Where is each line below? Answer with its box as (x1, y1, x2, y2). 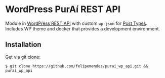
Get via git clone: (5, 54, 40, 60)
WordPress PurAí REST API (5, 4, 120, 15)
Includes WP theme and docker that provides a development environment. (5, 25, 160, 31)
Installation (5, 41, 42, 49)
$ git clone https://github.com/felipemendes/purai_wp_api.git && (5, 63, 148, 69)
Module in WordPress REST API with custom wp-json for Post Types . (5, 20, 148, 26)
